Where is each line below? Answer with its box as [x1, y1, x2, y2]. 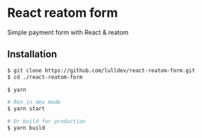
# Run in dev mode [7, 99, 61, 106]
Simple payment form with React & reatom [7, 28, 129, 36]
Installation [7, 48, 57, 60]
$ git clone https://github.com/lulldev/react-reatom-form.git [7, 67, 196, 74]
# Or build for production [7, 118, 86, 125]
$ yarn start [7, 105, 45, 113]
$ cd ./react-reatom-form [7, 74, 82, 81]
